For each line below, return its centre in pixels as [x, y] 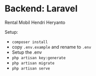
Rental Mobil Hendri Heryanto [35, 22]
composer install [30, 42]
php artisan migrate [33, 63]
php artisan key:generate [39, 58]
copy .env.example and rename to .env [51, 47]
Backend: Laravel [41, 9]
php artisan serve [31, 68]
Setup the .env [27, 52]
